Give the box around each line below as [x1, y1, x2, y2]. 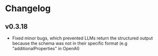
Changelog [5, 3, 51, 14]
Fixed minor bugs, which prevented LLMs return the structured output [12, 35, 153, 41]
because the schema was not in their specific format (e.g [12, 40, 128, 46]
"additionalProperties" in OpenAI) [12, 46, 80, 51]
